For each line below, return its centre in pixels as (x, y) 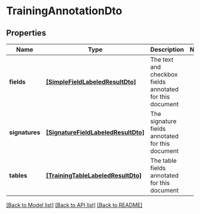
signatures (25, 132)
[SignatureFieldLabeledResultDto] (95, 132)
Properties (26, 33)
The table (163, 160)
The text (162, 59)
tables (18, 175)
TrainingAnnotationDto (64, 11)
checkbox (164, 74)
